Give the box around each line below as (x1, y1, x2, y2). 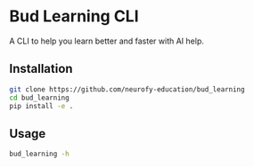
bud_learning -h (9, 149, 70, 159)
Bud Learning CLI (9, 6, 140, 27)
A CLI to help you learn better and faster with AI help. (9, 36, 205, 46)
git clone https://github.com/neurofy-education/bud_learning (9, 84, 245, 94)
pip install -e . (9, 101, 74, 110)
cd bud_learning (9, 93, 70, 102)
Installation (9, 61, 73, 76)
